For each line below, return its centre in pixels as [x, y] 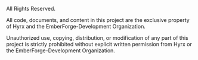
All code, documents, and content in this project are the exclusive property [98, 20]
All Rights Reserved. [31, 9]
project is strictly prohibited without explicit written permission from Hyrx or [99, 44]
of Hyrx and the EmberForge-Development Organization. [76, 26]
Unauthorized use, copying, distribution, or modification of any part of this [98, 38]
